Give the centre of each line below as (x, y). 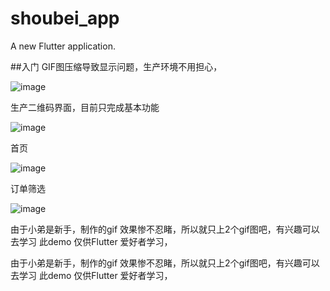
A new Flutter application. (63, 46)
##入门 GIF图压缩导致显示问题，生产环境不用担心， (116, 66)
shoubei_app (65, 18)
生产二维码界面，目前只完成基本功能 (85, 107)
